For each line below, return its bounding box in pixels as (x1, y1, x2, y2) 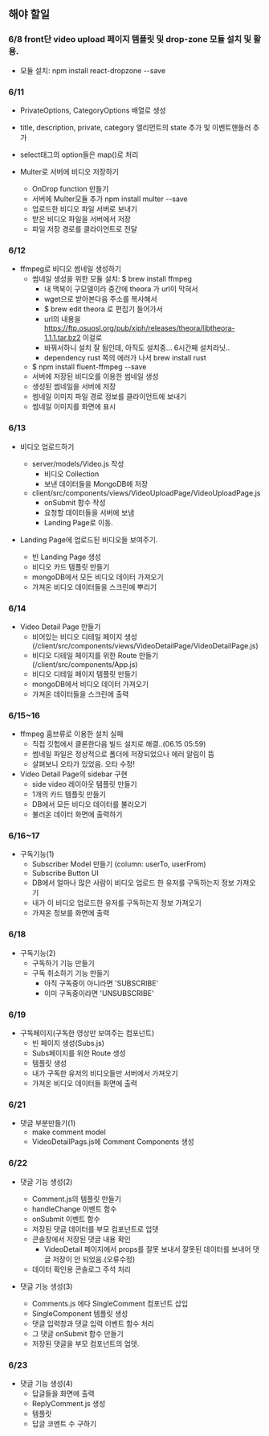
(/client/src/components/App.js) (31, 659, 138, 669)
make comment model (31, 1127, 106, 1137)
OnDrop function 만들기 (31, 183, 109, 193)
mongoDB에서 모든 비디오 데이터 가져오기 (31, 572, 164, 582)
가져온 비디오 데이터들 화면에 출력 (31, 1079, 138, 1088)
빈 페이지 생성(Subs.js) (31, 1039, 104, 1048)
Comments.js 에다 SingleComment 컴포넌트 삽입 (31, 1298, 189, 1308)
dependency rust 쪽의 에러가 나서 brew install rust (43, 353, 206, 363)
